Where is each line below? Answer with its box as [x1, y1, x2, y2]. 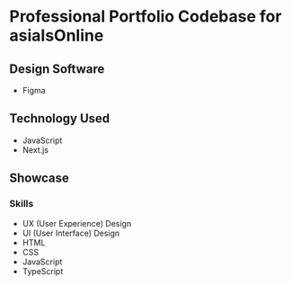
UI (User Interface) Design [22, 227, 120, 238]
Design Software [9, 61, 105, 76]
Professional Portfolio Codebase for [9, 6, 282, 27]
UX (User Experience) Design [22, 218, 132, 228]
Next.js [22, 144, 49, 155]
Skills [9, 198, 34, 210]
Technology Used [9, 111, 110, 127]
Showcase [9, 171, 70, 186]
